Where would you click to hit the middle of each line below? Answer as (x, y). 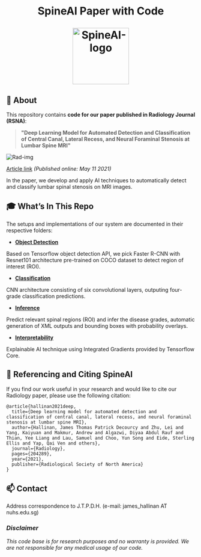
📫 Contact (27, 489)
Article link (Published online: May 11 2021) (59, 169)
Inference (27, 307)
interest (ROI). (23, 266)
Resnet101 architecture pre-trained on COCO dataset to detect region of (95, 260)
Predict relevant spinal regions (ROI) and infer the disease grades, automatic (100, 319)
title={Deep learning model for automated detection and (84, 411)
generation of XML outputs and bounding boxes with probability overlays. (97, 325)
